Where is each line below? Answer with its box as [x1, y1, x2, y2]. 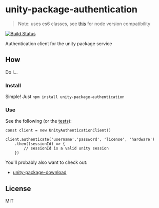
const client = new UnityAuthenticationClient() [5, 128, 111, 133]
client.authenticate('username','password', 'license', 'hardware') [5, 137, 155, 142]
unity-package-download [12, 169, 67, 176]
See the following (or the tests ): [5, 118, 72, 124]
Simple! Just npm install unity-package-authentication [5, 93, 125, 100]
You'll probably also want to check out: [5, 159, 88, 165]
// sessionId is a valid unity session [24, 146, 109, 151]
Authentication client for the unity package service [5, 40, 112, 47]
